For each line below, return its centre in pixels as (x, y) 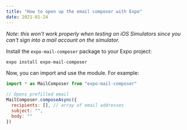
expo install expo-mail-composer (47, 62)
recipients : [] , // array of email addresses (68, 105)
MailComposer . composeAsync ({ (41, 100)
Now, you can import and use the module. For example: (72, 73)
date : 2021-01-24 (27, 17)
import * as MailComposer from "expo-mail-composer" (72, 84)
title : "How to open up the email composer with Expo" (74, 11)
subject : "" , (27, 111)
